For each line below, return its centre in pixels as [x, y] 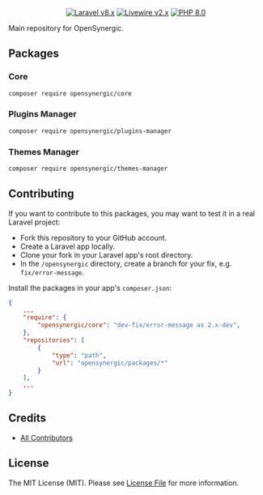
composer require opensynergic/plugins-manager [90, 131]
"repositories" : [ [54, 340]
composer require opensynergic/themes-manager [88, 169]
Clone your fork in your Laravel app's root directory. [106, 254]
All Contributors [46, 437]
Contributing [41, 194]
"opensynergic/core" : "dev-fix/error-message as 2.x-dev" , [139, 325]
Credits [28, 418]
